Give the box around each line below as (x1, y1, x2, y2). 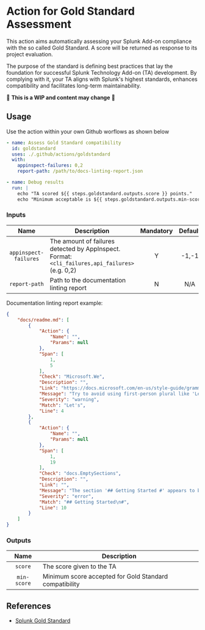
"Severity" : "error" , (38, 493, 95, 500)
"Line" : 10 (38, 504, 67, 511)
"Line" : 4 (38, 408, 64, 414)
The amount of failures (49, 237, 115, 246)
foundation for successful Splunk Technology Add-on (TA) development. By (6, 69, 197, 76)
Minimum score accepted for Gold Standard (42, 572, 168, 581)
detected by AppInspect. (49, 244, 121, 253)
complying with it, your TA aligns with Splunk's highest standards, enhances (6, 75, 198, 83)
